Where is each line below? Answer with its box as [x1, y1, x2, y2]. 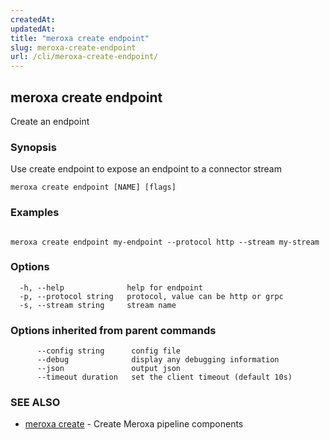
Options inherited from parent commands [10, 323, 217, 337]
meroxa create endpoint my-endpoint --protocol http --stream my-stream [10, 237, 320, 247]
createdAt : [10, 14, 56, 25]
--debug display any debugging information [36, 355, 280, 365]
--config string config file [36, 346, 182, 356]
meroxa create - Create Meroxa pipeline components [24, 418, 244, 430]
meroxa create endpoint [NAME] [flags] [10, 182, 177, 193]
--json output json [36, 364, 182, 374]
